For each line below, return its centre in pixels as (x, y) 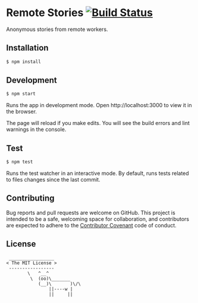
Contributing (30, 199)
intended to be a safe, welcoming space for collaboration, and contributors (98, 219)
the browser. (22, 112)
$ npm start (21, 94)
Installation (27, 48)
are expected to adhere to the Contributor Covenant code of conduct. (91, 225)
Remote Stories (45, 13)
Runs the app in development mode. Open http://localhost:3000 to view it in (99, 105)
